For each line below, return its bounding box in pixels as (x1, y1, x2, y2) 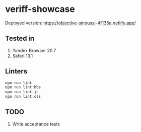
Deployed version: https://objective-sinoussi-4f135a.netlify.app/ (5, 20, 136, 26)
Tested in (5, 34, 35, 43)
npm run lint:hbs (5, 85, 41, 90)
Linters (5, 67, 27, 75)
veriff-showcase (5, 3, 75, 15)
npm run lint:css (5, 94, 41, 99)
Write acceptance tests (12, 121, 60, 127)
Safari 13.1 (12, 53, 33, 59)
